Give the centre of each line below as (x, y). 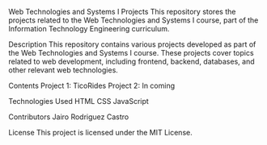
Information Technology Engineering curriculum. (89, 29)
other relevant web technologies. (64, 70)
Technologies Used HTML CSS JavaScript (79, 101)
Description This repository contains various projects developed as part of (132, 44)
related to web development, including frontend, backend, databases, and (131, 61)
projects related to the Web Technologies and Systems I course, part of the (133, 20)
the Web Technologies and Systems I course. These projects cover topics (131, 53)
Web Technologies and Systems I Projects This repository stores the (122, 12)
